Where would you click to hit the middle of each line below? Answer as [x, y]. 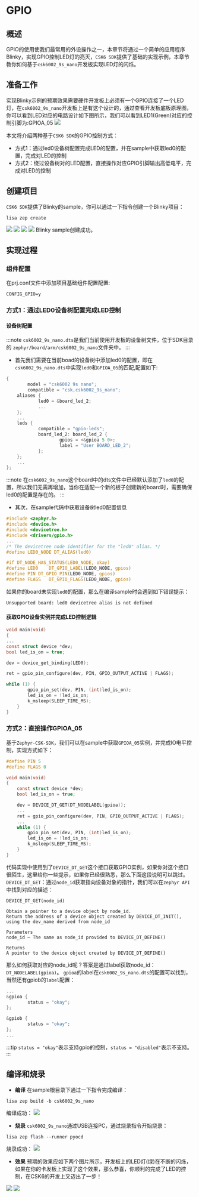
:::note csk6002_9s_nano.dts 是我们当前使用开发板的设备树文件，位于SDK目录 [100, 340]
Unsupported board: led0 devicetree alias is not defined [79, 603]
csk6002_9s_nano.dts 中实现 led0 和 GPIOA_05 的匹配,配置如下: [86, 368]
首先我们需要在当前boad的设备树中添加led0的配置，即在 [84, 360]
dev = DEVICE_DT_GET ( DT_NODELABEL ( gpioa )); [72, 805]
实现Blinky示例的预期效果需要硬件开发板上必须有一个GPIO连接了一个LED [95, 100]
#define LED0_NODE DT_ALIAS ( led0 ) [49, 552]
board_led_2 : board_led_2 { [73, 434]
